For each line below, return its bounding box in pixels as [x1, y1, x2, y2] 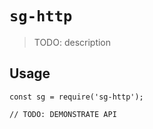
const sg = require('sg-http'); [9, 92, 144, 102]
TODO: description [33, 36, 112, 48]
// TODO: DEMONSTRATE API [9, 109, 117, 119]
